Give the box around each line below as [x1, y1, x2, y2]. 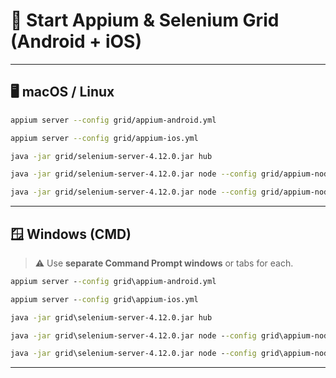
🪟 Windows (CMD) [10, 225, 132, 243]
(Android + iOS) [10, 30, 142, 53]
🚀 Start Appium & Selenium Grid [10, 9, 280, 32]
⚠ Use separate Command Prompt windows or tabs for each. [34, 257, 294, 269]
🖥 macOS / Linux [10, 84, 115, 101]
